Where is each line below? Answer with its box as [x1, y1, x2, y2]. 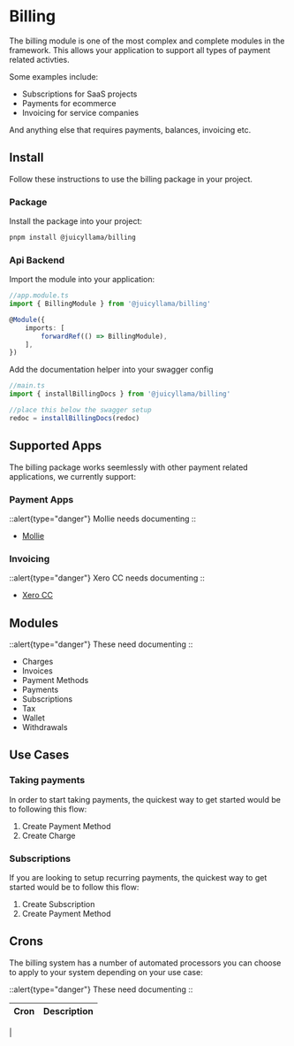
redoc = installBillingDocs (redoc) [9, 413, 140, 422]
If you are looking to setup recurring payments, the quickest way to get [9, 873, 268, 883]
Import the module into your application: [9, 274, 155, 285]
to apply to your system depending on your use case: [9, 966, 203, 977]
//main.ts [9, 381, 46, 390]
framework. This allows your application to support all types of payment [9, 44, 271, 55]
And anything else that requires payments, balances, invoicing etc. [9, 124, 252, 135]
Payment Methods [21, 675, 89, 686]
